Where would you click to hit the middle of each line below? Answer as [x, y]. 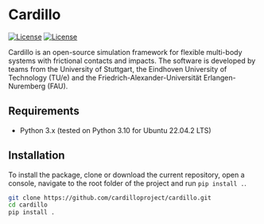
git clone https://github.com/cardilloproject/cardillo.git [110, 198]
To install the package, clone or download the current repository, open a [126, 175]
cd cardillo [28, 205]
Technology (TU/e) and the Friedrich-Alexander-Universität [105, 77]
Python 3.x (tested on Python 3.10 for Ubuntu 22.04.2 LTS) [116, 130]
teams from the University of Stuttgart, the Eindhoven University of [118, 69]
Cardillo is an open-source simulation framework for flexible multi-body [125, 52]
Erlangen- [219, 77]
